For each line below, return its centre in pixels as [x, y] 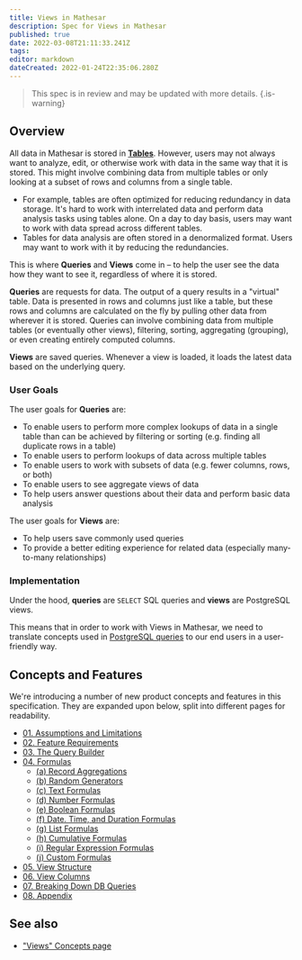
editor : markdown [42, 59]
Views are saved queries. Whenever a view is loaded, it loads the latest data [151, 357]
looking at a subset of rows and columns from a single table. [121, 182]
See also [34, 924]
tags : [19, 51]
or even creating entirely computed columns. [92, 340]
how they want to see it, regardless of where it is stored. [113, 274]
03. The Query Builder [63, 752]
